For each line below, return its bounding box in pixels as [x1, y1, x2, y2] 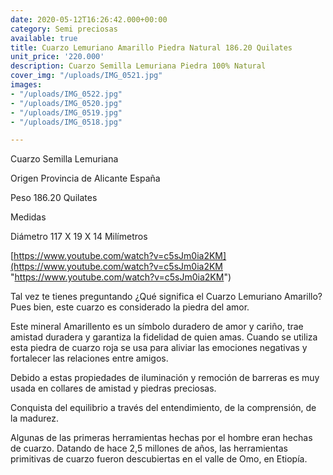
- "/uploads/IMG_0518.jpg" [10, 117, 123, 127]
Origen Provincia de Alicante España [10, 172, 161, 185]
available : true [10, 33, 78, 43]
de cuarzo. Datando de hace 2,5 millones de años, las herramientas [10, 442, 288, 455]
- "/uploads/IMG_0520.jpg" [10, 98, 123, 108]
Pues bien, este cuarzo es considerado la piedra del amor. [10, 301, 250, 313]
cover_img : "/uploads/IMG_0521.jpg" [10, 71, 163, 81]
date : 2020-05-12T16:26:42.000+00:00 [10, 14, 168, 25]
